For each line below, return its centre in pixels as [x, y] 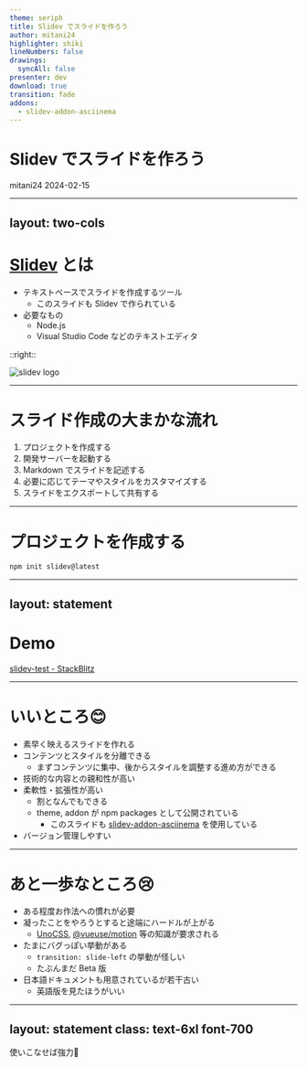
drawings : [28, 60]
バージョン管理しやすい [67, 835]
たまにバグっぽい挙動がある [75, 945]
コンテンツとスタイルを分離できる [87, 755]
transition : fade [42, 94]
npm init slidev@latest [55, 567]
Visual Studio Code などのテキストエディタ [117, 336]
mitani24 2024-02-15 [50, 186]
